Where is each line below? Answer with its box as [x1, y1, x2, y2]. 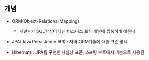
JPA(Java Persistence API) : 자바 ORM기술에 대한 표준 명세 [11, 38, 128, 44]
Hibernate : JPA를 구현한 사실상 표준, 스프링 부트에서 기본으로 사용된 [11, 49, 145, 55]
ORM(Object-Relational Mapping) [11, 18, 79, 24]
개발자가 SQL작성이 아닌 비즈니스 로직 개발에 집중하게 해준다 [19, 28, 136, 34]
